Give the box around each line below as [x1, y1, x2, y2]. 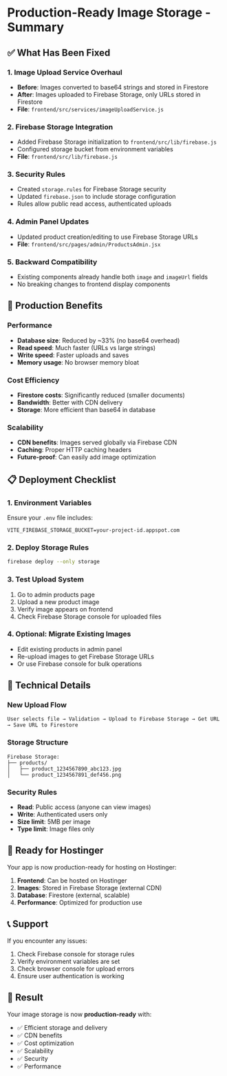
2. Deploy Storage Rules [7, 542, 89, 552]
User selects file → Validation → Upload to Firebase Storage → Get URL [7, 715, 220, 723]
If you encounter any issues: [7, 936, 88, 945]
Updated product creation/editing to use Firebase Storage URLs [17, 233, 198, 241]
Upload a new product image [17, 597, 100, 606]
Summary [7, 19, 64, 35]
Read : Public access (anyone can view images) [17, 803, 151, 811]
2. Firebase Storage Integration [7, 122, 113, 131]
